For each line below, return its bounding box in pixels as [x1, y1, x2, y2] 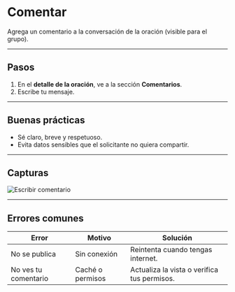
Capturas [7, 167, 49, 179]
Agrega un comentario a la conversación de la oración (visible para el [7, 27, 208, 36]
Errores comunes [7, 212, 84, 224]
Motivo [87, 233, 112, 243]
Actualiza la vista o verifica [130, 265, 219, 275]
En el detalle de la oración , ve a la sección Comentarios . [17, 80, 183, 88]
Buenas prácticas [7, 115, 85, 126]
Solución [162, 233, 192, 243]
